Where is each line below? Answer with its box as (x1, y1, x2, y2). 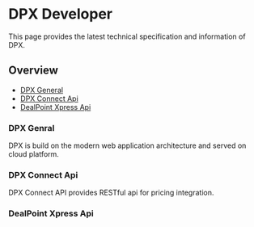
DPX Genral (8, 122, 55, 133)
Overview (8, 64, 59, 78)
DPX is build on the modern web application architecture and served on (8, 141, 247, 150)
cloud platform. (8, 149, 59, 159)
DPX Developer (8, 5, 113, 23)
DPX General (19, 85, 63, 95)
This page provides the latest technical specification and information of (8, 32, 246, 41)
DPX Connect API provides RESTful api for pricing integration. (8, 187, 214, 198)
